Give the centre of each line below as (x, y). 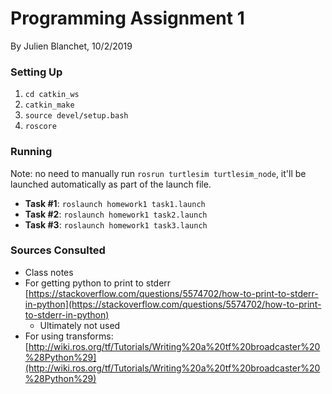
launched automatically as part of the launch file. (111, 184)
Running (31, 152)
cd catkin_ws (52, 95)
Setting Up (36, 72)
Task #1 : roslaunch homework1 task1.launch (115, 203)
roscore (40, 127)
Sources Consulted (58, 250)
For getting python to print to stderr (98, 283)
